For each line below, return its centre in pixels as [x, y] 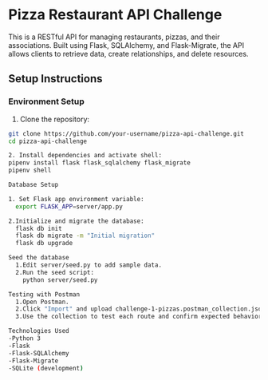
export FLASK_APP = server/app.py [69, 206]
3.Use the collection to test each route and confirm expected [122, 317]
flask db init [39, 228]
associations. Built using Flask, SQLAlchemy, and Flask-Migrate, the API [126, 45]
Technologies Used [39, 331]
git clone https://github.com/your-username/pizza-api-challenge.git [126, 133]
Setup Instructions [55, 79]
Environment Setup [47, 101]
